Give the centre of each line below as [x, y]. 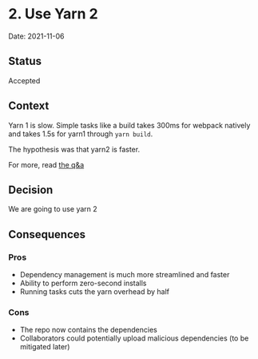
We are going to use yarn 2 [53, 209]
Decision [31, 190]
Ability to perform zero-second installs [83, 283]
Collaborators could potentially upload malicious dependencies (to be [134, 338]
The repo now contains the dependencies [88, 330]
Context [29, 106]
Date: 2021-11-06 [36, 36]
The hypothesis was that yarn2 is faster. [74, 149]
